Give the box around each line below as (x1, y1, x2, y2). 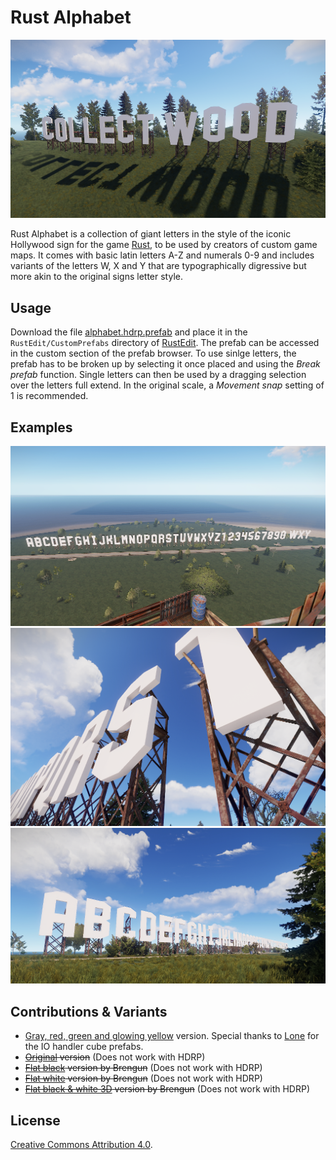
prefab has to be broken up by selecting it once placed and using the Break (10, 358, 321, 370)
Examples (10, 419, 73, 436)
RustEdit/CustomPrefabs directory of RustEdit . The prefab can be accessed (10, 337, 320, 349)
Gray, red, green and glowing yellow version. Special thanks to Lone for (24, 1030, 320, 1042)
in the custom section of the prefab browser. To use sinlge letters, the (10, 347, 297, 360)
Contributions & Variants (10, 1003, 168, 1020)
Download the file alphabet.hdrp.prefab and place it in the (10, 326, 248, 338)
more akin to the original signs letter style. (10, 271, 183, 283)
